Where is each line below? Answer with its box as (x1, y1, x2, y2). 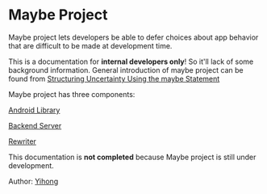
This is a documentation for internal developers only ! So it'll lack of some (8, 57, 254, 66)
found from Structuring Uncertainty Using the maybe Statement (8, 74, 220, 83)
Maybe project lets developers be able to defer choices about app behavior (8, 32, 259, 42)
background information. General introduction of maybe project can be (8, 65, 244, 74)
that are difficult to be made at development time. (8, 40, 173, 50)
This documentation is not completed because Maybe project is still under (8, 152, 257, 162)
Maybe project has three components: (8, 89, 136, 99)
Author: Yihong (8, 176, 59, 186)
